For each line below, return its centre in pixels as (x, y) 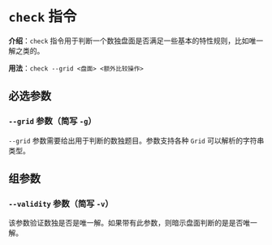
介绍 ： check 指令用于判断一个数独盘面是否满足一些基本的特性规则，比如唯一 (136, 41)
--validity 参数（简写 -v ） (61, 204)
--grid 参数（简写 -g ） (52, 121)
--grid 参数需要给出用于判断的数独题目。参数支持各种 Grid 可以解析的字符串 (136, 140)
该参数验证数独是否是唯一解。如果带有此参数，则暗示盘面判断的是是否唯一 (133, 223)
